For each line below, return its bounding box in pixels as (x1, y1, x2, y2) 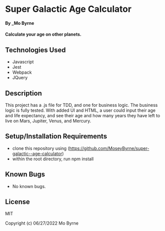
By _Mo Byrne (5, 20, 35, 26)
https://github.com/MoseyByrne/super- (69, 145, 150, 151)
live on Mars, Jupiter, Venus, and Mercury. (5, 118, 91, 124)
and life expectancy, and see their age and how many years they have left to (5, 113, 161, 118)
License (5, 198, 30, 206)
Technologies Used (5, 46, 66, 54)
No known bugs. (12, 183, 46, 189)
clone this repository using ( (12, 145, 70, 151)
